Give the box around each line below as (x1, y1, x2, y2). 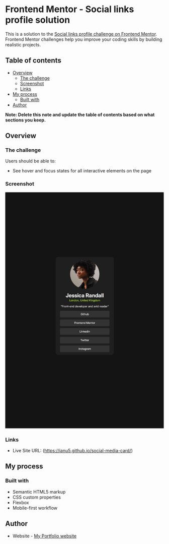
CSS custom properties (12, 494, 61, 500)
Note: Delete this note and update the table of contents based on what (5, 111, 155, 117)
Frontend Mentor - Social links (5, 4, 134, 15)
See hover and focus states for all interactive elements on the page (12, 168, 152, 174)
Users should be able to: (5, 158, 56, 164)
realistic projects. (5, 41, 41, 47)
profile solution (5, 14, 70, 26)
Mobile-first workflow (12, 505, 58, 511)
